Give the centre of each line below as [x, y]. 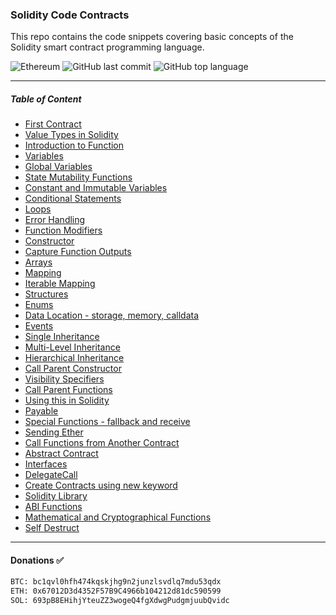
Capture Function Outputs [78, 252]
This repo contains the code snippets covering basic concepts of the [152, 37]
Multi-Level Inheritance [72, 347]
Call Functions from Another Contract [102, 443]
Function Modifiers [63, 230]
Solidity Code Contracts [70, 15]
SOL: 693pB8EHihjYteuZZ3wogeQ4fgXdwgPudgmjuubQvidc [120, 601]
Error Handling [55, 220]
